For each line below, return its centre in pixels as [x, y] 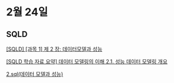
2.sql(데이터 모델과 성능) [35, 74]
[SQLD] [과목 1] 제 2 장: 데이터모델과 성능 [54, 49]
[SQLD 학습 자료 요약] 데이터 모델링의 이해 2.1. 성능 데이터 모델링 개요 [87, 62]
